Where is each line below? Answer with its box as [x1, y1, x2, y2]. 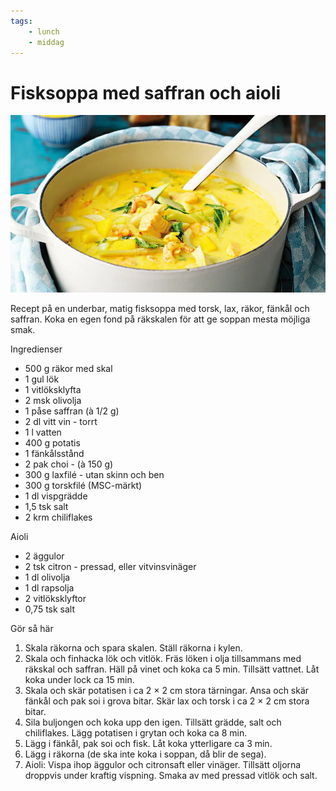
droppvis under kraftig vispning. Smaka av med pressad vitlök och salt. [24, 769, 318, 781]
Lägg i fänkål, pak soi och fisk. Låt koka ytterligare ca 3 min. [24, 737, 273, 749]
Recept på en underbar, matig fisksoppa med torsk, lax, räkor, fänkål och [10, 302, 310, 314]
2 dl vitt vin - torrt [24, 415, 98, 427]
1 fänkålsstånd [24, 447, 85, 459]
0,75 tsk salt [24, 603, 76, 615]
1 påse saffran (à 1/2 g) [24, 405, 120, 417]
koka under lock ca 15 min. [24, 673, 135, 685]
